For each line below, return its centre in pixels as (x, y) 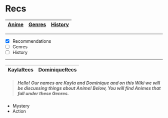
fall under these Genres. (43, 93)
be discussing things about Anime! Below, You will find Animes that (89, 88)
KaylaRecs (21, 70)
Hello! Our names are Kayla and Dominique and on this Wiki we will (89, 83)
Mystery (21, 106)
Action (19, 111)
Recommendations (32, 41)
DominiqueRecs (57, 70)
